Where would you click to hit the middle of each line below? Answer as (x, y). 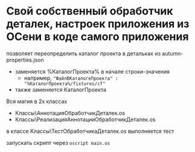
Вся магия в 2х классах (37, 101)
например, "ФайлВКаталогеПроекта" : (71, 78)
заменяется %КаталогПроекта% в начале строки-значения (92, 71)
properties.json (25, 60)
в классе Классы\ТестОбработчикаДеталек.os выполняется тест (90, 131)
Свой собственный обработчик (90, 11)
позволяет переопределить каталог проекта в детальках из (84, 53)
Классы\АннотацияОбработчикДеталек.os (70, 113)
